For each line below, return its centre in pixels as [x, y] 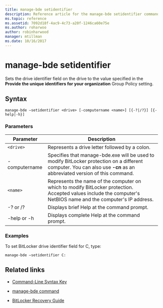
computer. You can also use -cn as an [91, 167]
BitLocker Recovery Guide [38, 300]
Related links [25, 270]
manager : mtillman [24, 37]
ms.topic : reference [26, 18]
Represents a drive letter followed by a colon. [99, 147]
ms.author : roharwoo [26, 28]
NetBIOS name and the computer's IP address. [101, 199]
